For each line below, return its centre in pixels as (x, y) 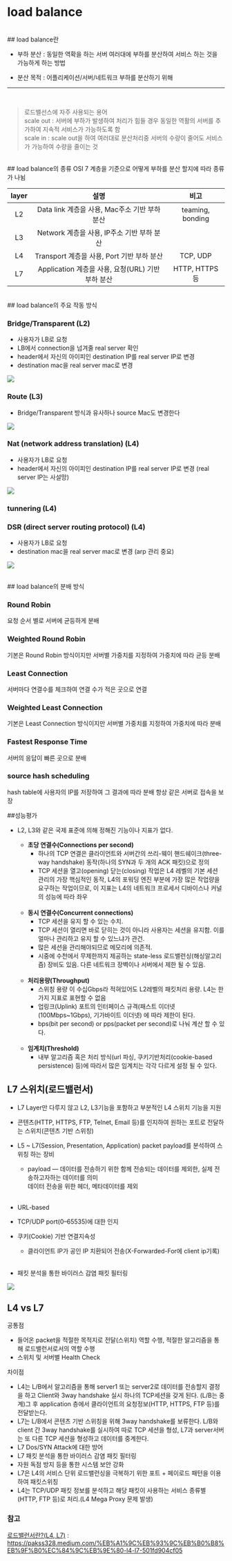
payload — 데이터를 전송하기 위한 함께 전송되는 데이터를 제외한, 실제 (120, 1168)
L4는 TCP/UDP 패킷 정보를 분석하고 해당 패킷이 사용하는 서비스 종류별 (112, 1490)
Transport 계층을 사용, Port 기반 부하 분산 (99, 256)
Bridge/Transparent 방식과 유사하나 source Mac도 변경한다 (98, 413)
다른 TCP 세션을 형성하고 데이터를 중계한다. (90, 1439)
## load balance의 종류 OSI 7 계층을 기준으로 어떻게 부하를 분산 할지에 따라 (109, 168)
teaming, (196, 209)
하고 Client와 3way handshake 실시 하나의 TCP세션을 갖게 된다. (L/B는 (121, 1395)
